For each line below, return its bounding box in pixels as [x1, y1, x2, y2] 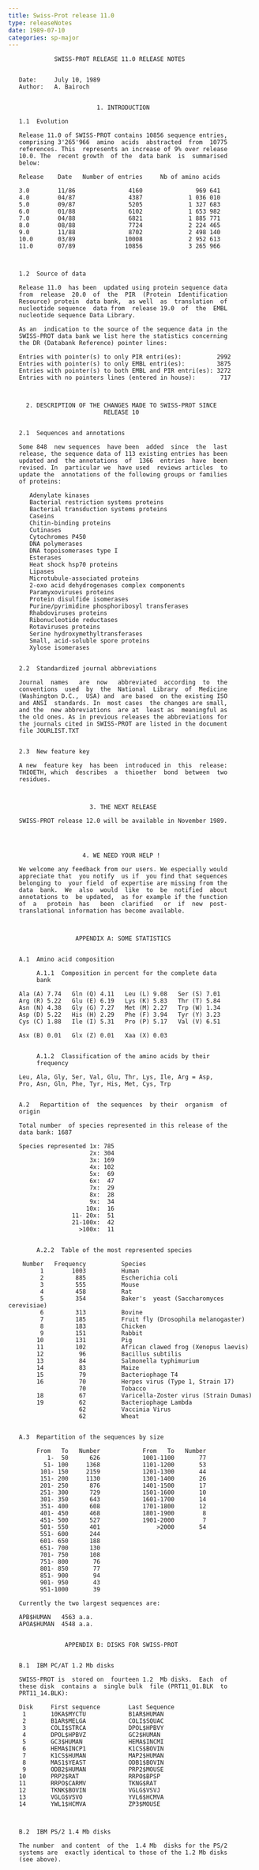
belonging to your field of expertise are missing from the [18, 879, 227, 887]
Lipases [28, 567, 55, 576]
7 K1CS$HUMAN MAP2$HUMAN [22, 1752, 164, 1760]
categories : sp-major [8, 33, 80, 42]
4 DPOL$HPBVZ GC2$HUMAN [22, 1731, 160, 1739]
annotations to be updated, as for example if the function [18, 893, 227, 901]
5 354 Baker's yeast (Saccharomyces [39, 1295, 224, 1303]
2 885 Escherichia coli [39, 1274, 178, 1282]
